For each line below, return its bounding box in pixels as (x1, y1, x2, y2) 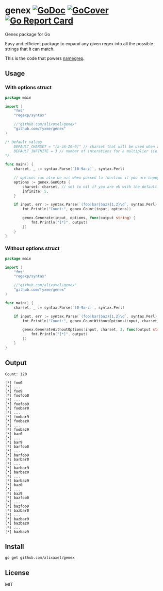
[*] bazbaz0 (5, 521, 29, 526)
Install (5, 543, 24, 551)
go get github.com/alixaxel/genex (5, 555, 75, 560)
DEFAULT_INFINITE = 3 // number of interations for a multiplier (14, 148, 149, 153)
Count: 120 (5, 371, 27, 377)
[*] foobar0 (5, 406, 29, 411)
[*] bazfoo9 (5, 504, 29, 509)
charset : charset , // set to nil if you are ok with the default (22, 184, 158, 189)
